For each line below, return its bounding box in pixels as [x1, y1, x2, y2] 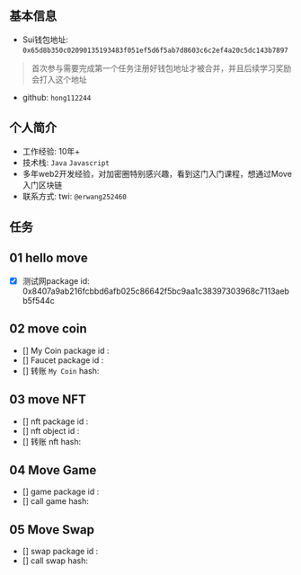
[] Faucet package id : [22, 354, 104, 366]
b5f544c [22, 295, 56, 305]
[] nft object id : [22, 425, 80, 436]
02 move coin [9, 322, 87, 337]
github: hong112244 [22, 92, 92, 102]
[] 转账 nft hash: [22, 436, 82, 447]
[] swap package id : [22, 546, 99, 557]
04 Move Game [9, 462, 97, 478]
